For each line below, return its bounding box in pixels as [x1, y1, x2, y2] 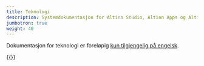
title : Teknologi [6, 8, 50, 15]
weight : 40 [6, 25, 34, 32]
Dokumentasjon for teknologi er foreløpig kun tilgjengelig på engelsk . [6, 42, 179, 49]
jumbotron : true [6, 20, 47, 26]
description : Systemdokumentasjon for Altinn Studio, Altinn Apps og [6, 14, 186, 20]
